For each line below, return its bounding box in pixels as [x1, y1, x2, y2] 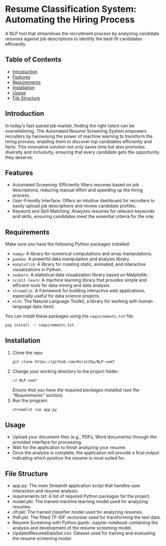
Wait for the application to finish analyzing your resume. [12, 445, 126, 451]
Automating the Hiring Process [5, 14, 135, 25]
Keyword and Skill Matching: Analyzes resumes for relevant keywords [12, 208, 155, 214]
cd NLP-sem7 [12, 378, 37, 383]
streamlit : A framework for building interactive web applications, [12, 288, 146, 294]
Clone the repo [12, 349, 43, 356]
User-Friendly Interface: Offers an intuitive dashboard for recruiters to [12, 198, 155, 204]
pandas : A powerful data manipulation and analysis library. [12, 256, 130, 262]
